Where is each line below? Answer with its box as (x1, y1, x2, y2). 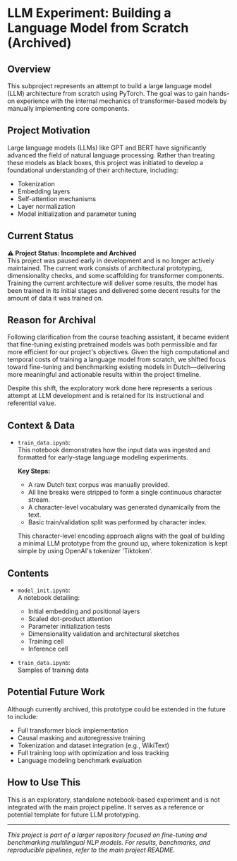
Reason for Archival (7, 314, 97, 326)
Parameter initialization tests (28, 622, 111, 631)
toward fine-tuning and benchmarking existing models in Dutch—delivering (7, 363, 226, 371)
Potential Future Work (7, 686, 106, 698)
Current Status (7, 230, 74, 242)
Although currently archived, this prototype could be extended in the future (7, 704, 226, 714)
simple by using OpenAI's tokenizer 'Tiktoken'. (17, 547, 153, 555)
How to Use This (7, 776, 81, 788)
